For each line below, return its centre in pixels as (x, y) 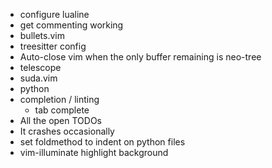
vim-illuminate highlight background (94, 152)
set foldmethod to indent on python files (102, 142)
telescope (40, 67)
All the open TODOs (60, 120)
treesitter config (53, 46)
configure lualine (54, 14)
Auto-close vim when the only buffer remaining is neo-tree (140, 57)
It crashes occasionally (67, 131)
